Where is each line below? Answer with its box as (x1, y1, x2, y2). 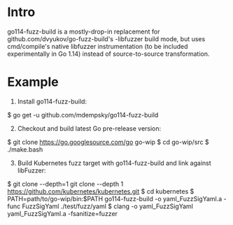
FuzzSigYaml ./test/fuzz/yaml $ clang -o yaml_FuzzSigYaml (22, 202, 194, 210)
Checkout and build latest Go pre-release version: (17, 124, 162, 133)
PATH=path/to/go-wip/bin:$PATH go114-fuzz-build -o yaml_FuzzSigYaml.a (7, 194, 223, 203)
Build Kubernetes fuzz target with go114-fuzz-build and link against (17, 159, 211, 167)
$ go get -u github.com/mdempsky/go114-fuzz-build (7, 110, 159, 119)
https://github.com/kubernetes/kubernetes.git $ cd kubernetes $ (7, 187, 195, 196)
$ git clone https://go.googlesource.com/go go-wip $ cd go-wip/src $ (7, 138, 209, 146)
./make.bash (7, 145, 43, 154)
